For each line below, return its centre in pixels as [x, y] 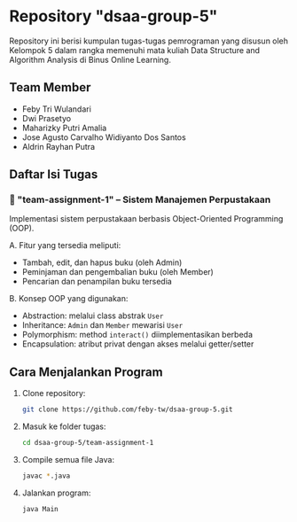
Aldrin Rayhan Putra [59, 146]
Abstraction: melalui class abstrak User [93, 316]
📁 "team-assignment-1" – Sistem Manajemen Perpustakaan [140, 199]
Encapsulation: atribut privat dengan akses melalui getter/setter [138, 344]
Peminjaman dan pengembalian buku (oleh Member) [118, 272]
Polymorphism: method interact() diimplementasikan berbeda [137, 335]
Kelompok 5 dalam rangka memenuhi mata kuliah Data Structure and [134, 50]
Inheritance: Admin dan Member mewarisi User [102, 325]
